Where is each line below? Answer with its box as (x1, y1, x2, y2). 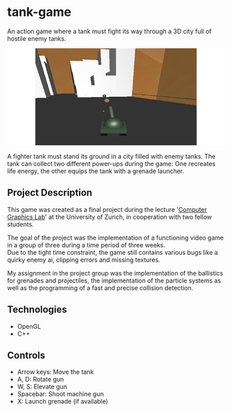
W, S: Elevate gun (17, 382, 68, 391)
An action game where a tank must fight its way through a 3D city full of (7, 27, 212, 35)
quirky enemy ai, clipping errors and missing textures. (7, 256, 160, 264)
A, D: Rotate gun (17, 375, 64, 384)
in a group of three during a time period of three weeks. (7, 240, 166, 249)
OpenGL (17, 322, 41, 330)
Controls (7, 349, 46, 361)
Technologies (7, 304, 68, 316)
